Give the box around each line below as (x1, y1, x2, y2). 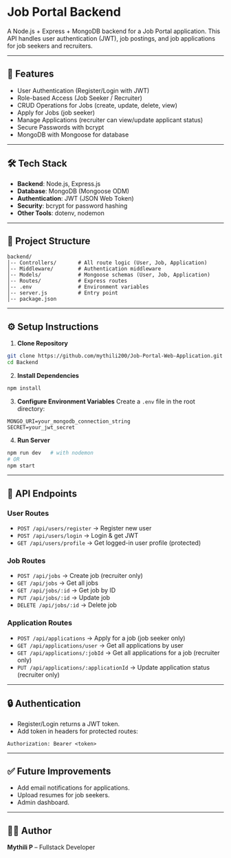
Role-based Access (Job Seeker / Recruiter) (16, 94, 143, 102)
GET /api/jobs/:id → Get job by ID (16, 586, 116, 595)
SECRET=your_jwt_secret (7, 423, 76, 431)
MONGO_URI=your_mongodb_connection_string (7, 418, 131, 425)
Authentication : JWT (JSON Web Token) (16, 194, 134, 202)
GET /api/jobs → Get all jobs (16, 579, 98, 587)
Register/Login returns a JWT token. (16, 719, 120, 728)
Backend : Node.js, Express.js (16, 179, 101, 188)
